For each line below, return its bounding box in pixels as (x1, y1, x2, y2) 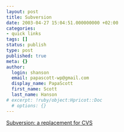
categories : (6, 25, 36, 32)
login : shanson (11, 70, 49, 76)
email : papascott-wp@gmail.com (11, 75, 89, 81)
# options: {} (11, 102, 46, 109)
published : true (6, 53, 46, 59)
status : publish (6, 42, 46, 48)
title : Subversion (6, 14, 52, 20)
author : (6, 64, 26, 70)
